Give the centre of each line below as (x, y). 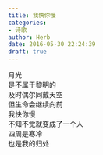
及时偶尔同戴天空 (36, 94)
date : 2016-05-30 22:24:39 (52, 45)
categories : (27, 23)
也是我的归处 (28, 143)
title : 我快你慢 (32, 15)
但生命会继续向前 (36, 104)
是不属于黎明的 (32, 85)
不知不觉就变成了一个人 (46, 124)
